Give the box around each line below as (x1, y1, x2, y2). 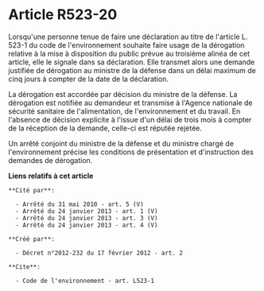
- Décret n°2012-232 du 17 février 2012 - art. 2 (15, 249, 183, 257)
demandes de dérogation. (8, 155, 93, 165)
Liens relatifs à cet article (8, 171, 94, 180)
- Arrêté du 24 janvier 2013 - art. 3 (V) (15, 214, 158, 222)
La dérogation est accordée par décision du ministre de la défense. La (8, 89, 238, 99)
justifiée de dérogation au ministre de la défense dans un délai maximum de (8, 65, 256, 75)
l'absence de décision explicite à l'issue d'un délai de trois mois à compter (8, 114, 252, 124)
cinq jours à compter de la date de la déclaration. (8, 74, 169, 83)
